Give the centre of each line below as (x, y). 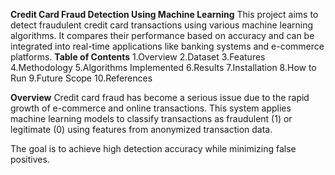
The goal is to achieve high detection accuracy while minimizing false (153, 148)
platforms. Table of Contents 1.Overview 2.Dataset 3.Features (138, 57)
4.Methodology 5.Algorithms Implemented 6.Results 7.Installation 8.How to (163, 67)
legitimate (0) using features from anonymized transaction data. (141, 129)
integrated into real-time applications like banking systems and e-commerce (167, 46)
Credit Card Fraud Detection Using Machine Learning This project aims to (164, 14)
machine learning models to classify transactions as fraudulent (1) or (151, 118)
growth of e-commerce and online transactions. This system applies (151, 108)
